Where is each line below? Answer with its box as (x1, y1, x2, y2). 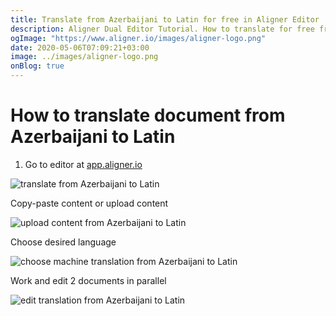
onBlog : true (10, 61, 65, 71)
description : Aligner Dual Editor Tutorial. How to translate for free (10, 24, 315, 34)
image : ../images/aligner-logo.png (10, 52, 159, 62)
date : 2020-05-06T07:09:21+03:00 (10, 42, 150, 53)
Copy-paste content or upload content (10, 197, 169, 209)
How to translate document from (10, 104, 286, 127)
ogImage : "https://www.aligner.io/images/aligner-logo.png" (10, 33, 267, 43)
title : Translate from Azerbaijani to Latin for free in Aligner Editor (10, 14, 320, 25)
